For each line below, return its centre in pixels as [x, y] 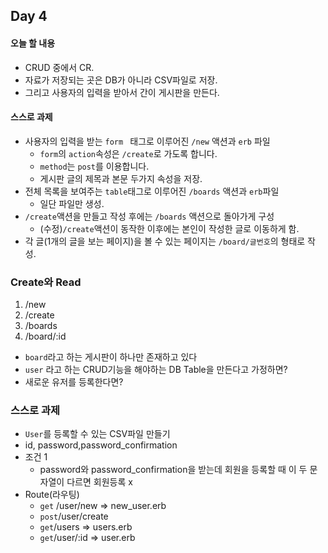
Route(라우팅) [52, 495]
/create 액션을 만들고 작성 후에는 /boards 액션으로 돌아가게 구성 [149, 216]
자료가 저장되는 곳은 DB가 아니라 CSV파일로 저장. [121, 80]
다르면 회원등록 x [99, 482]
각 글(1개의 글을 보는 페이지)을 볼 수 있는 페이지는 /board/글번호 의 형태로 [165, 241]
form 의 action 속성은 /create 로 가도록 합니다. [128, 153]
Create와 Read [46, 282]
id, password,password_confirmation [101, 445]
